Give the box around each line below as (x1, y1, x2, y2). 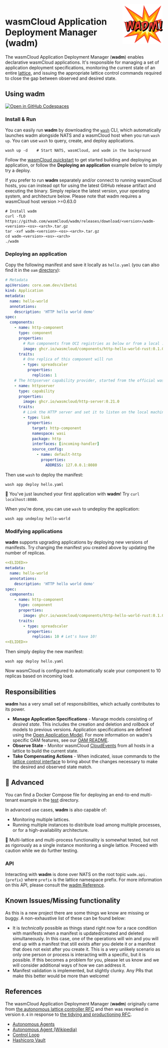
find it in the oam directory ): (5, 267, 60, 273)
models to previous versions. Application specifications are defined (12, 726, 151, 733)
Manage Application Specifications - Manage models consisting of (12, 716, 153, 722)
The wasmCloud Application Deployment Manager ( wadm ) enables (5, 54, 144, 60)
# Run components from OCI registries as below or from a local (23, 341, 160, 346)
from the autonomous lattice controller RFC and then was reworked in (5, 1006, 149, 1012)
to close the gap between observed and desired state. (5, 75, 116, 81)
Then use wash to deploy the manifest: (5, 471, 83, 477)
